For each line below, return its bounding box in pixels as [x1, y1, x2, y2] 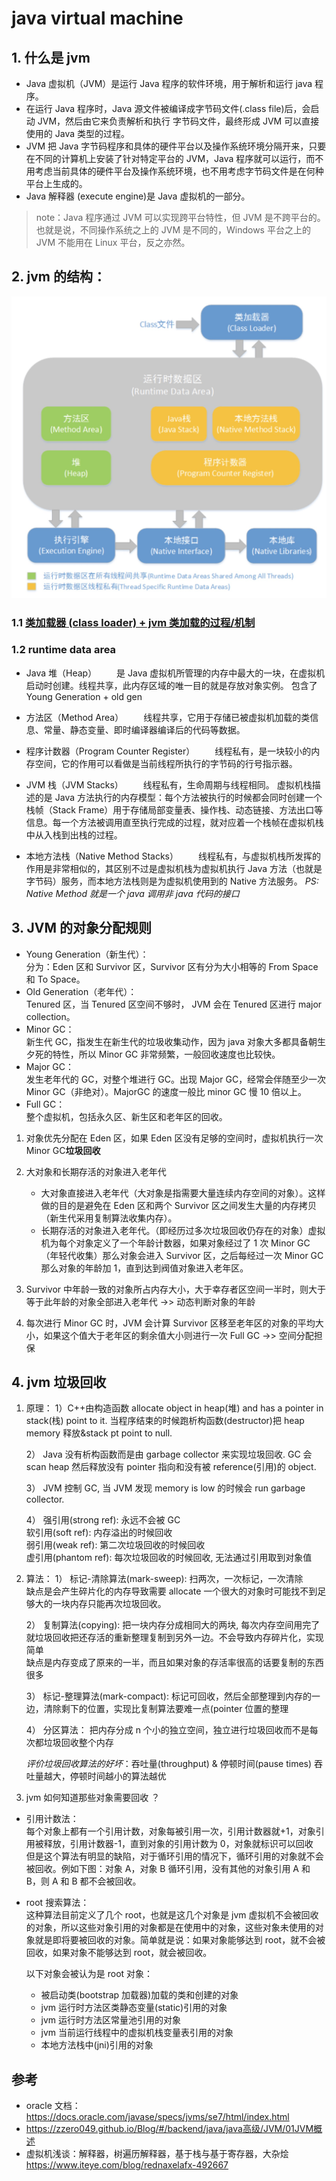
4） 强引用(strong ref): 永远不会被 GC [25, 1514, 181, 1526]
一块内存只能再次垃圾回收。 [52, 1598, 167, 1610]
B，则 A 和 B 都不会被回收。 [25, 1875, 142, 1887]
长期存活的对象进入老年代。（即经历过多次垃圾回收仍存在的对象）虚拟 [40, 1224, 326, 1236]
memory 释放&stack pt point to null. [25, 1427, 173, 1439]
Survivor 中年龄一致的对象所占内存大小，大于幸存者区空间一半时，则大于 [25, 1283, 327, 1295]
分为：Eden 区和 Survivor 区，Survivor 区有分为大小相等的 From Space [25, 960, 319, 972]
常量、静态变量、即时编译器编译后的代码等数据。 [43, 723, 246, 736]
